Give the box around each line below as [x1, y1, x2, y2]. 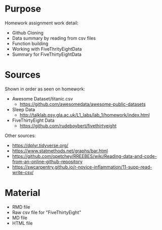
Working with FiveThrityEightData [12, 46, 82, 52]
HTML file [12, 220, 33, 226]
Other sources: [5, 133, 36, 139]
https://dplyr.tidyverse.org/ [12, 142, 69, 148]
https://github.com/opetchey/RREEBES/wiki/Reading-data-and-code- [12, 153, 157, 159]
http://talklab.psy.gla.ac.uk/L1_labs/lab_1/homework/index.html [19, 112, 150, 118]
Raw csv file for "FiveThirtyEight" [12, 209, 82, 215]
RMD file [12, 204, 30, 210]
